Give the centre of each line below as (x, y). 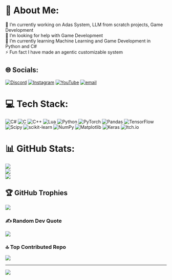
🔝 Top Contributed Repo (36, 247)
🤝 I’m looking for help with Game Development (54, 35)
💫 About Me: (32, 10)
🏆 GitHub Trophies (37, 193)
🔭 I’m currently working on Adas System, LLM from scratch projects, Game (84, 25)
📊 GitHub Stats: (40, 148)
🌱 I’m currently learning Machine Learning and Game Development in (78, 41)
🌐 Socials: (22, 70)
